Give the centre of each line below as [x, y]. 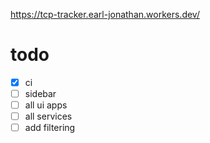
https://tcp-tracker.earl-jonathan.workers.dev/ [105, 14]
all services [48, 116]
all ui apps [46, 105]
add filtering [50, 128]
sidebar [40, 93]
